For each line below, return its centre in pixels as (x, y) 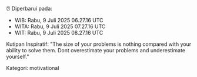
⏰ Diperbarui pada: (29, 9)
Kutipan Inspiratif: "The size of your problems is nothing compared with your (99, 44)
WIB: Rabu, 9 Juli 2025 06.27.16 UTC (59, 20)
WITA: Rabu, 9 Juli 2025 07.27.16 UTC (60, 26)
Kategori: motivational (33, 68)
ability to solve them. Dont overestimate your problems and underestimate (96, 50)
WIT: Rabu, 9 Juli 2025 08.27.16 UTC (59, 33)
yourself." (18, 56)
